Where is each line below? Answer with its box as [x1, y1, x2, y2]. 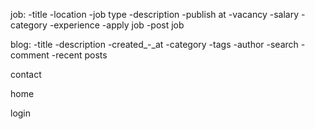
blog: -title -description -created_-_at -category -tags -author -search [10, 39, 299, 50]
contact [10, 69, 42, 80]
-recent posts [51, 49, 108, 61]
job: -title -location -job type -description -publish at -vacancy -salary [10, 9, 300, 20]
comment [10, 49, 50, 61]
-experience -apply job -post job [49, 19, 185, 31]
